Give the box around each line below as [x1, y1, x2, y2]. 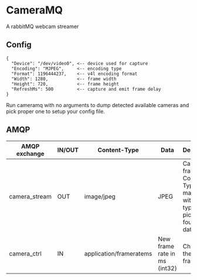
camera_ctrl [9, 250, 42, 258]
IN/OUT [57, 146, 79, 154]
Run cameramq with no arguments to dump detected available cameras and [6, 101, 189, 108]
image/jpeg [84, 192, 116, 200]
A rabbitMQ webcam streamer [6, 23, 79, 30]
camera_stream [9, 192, 52, 200]
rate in [158, 250, 176, 258]
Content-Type [97, 146, 139, 154]
